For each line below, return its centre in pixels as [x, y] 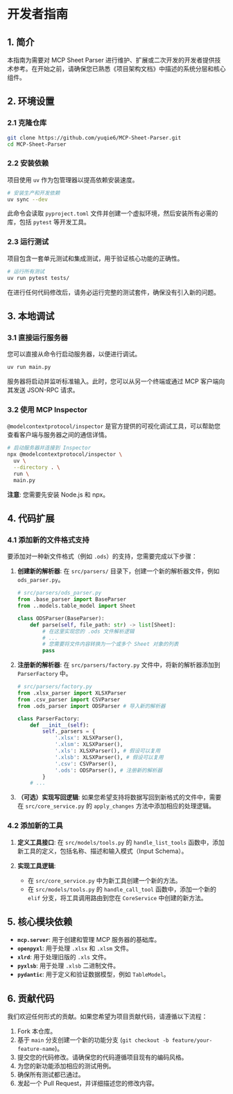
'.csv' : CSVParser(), [86, 764]
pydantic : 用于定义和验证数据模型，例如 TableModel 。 [93, 975]
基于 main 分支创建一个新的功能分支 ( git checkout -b [93, 1040]
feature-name [36, 1050]
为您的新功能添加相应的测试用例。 [66, 1066]
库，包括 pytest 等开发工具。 [49, 222]
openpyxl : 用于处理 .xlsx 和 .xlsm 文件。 [75, 948]
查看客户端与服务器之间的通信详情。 [59, 435]
